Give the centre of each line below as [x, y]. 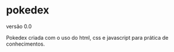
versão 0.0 [19, 26]
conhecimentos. [25, 44]
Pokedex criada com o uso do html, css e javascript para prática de [87, 37]
